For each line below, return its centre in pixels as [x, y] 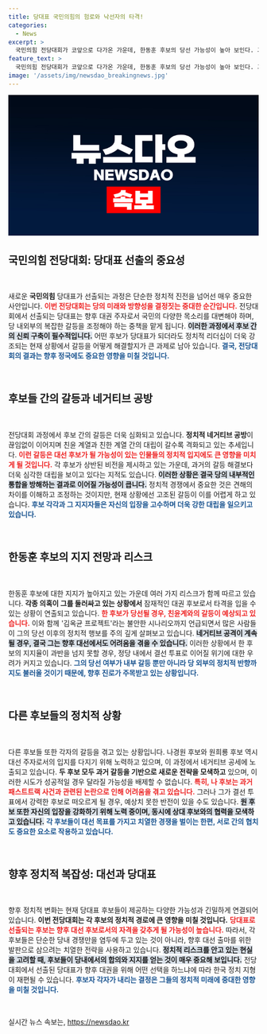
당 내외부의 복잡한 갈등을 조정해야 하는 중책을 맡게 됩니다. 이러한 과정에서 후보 [129, 326]
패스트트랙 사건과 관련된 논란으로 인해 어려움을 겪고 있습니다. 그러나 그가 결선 [127, 791]
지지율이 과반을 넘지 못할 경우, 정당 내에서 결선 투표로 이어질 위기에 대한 [134, 653]
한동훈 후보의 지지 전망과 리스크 [81, 557]
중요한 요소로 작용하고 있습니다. [65, 831]
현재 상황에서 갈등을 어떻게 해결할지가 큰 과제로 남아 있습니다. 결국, [133, 346]
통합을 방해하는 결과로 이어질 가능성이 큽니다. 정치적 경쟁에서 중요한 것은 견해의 [130, 484]
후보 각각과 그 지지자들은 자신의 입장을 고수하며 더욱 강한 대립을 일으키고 [142, 504]
